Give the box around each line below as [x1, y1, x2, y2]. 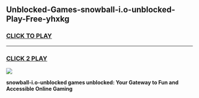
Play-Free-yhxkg [6, 14, 70, 24]
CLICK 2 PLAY [6, 54, 47, 62]
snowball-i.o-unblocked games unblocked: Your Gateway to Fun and [6, 78, 179, 86]
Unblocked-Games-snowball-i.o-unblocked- [6, 5, 176, 15]
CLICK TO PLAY [6, 32, 52, 40]
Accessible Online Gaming [6, 85, 73, 92]
